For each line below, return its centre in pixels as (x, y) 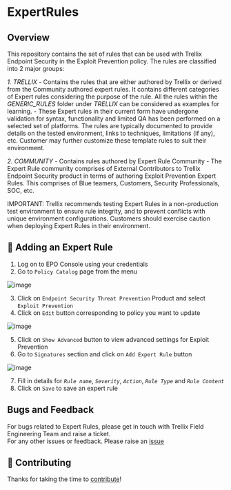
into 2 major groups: (36, 69)
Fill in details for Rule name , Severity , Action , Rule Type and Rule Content (121, 380)
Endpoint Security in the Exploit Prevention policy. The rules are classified (112, 61)
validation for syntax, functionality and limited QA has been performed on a (114, 119)
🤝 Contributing (39, 463)
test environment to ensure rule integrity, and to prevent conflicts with (106, 211)
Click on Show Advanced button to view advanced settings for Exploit (113, 339)
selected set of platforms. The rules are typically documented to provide (110, 126)
